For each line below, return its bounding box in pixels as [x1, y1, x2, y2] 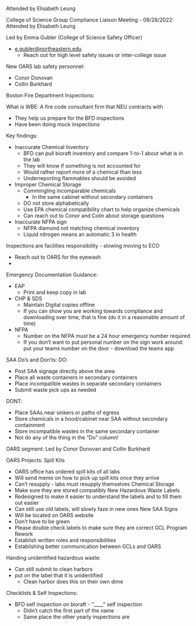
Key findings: [6, 132, 38, 139]
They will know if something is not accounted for [23, 163, 141, 169]
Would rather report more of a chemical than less [23, 168, 142, 175]
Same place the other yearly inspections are [23, 613, 130, 620]
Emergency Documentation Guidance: [6, 271, 98, 278]
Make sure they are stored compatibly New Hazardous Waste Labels [14, 487, 180, 493]
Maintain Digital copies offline [23, 302, 95, 308]
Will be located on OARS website [14, 512, 94, 519]
